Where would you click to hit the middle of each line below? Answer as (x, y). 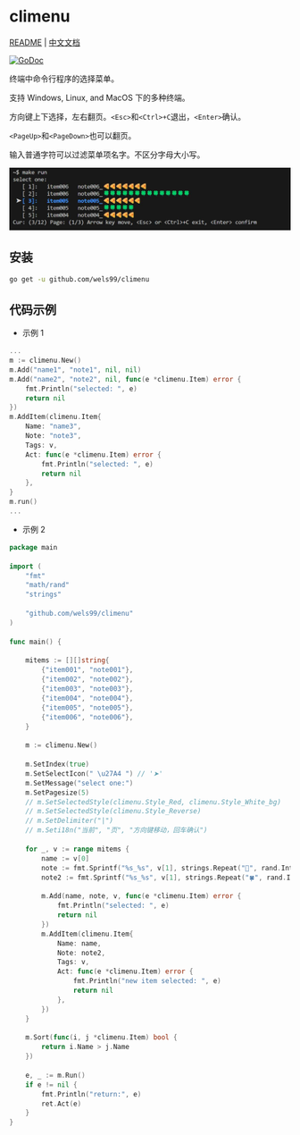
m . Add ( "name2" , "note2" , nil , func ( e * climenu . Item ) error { (125, 379)
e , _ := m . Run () (56, 1075)
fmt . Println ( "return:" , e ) (92, 1094)
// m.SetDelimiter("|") (70, 821)
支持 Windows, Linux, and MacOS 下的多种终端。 (100, 97)
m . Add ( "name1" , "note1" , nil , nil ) (75, 370)
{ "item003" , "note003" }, (87, 689)
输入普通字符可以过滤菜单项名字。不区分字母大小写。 (107, 155)
